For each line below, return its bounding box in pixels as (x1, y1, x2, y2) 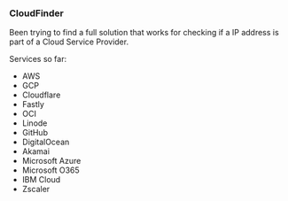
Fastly (21, 99, 44, 110)
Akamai (21, 146, 51, 157)
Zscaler (21, 184, 51, 195)
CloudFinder (9, 7, 65, 19)
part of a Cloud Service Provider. (9, 36, 129, 47)
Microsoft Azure (21, 156, 82, 166)
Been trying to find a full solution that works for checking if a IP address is (9, 27, 279, 38)
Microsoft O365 (21, 165, 80, 175)
